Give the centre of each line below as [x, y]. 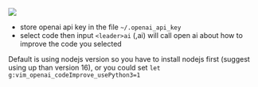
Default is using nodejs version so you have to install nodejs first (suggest [129, 59]
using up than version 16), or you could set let [84, 68]
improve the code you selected [70, 44]
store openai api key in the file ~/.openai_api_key [100, 27]
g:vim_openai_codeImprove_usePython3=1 [74, 75]
